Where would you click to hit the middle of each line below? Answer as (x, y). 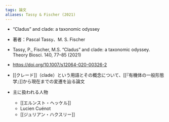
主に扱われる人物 (30, 92)
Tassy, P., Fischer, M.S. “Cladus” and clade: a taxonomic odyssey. (81, 49)
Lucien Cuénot (35, 108)
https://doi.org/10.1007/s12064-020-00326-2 (60, 65)
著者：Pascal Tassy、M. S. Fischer (49, 39)
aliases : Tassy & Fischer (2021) (40, 15)
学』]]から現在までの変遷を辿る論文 (49, 81)
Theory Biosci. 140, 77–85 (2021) (47, 55)
